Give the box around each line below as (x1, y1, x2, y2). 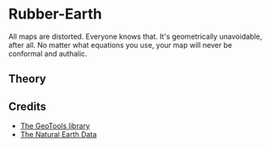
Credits (8, 99, 47, 113)
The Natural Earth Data (19, 130, 97, 140)
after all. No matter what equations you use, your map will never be (8, 40, 233, 49)
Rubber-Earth (8, 5, 103, 23)
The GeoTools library (19, 121, 91, 131)
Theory (8, 72, 47, 86)
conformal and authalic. (8, 48, 88, 58)
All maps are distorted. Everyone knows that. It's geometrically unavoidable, (8, 31, 263, 41)
